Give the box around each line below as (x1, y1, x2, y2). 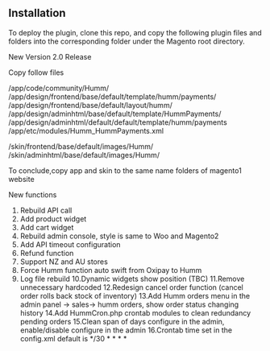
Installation (8, 6, 66, 20)
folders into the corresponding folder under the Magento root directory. (8, 36, 246, 46)
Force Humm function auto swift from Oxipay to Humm (19, 265, 202, 275)
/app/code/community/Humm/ (8, 83, 110, 93)
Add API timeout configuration (19, 239, 121, 249)
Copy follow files (8, 68, 64, 77)
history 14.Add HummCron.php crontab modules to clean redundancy (19, 308, 251, 317)
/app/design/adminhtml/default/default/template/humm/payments (8, 117, 227, 127)
